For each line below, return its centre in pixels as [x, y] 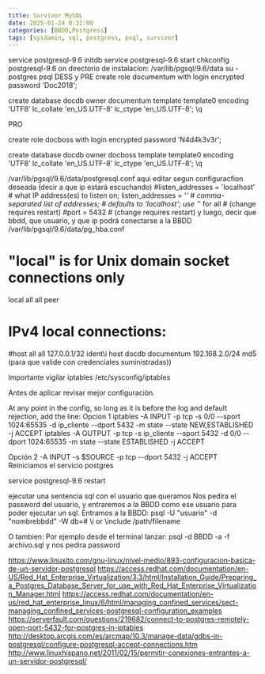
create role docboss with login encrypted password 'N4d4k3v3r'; [115, 140]
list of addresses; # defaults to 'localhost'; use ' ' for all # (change [150, 204]
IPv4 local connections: [87, 332]
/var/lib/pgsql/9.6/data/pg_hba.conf [66, 229]
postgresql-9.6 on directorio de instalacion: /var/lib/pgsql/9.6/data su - [123, 69]
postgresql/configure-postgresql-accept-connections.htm [103, 645]
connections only [66, 278]
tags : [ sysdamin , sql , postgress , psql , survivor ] [93, 38]
